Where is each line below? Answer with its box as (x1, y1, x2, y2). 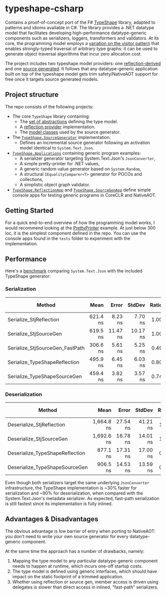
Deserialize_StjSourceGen (7, 435, 68, 442)
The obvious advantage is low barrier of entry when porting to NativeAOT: (5, 528, 156, 534)
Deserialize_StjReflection (7, 421, 66, 428)
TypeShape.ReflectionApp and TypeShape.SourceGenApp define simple (12, 186, 151, 193)
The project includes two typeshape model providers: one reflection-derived (5, 60, 161, 66)
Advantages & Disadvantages (5, 515, 99, 523)
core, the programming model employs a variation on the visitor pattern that (5, 40, 160, 46)
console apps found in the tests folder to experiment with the (5, 235, 130, 241)
